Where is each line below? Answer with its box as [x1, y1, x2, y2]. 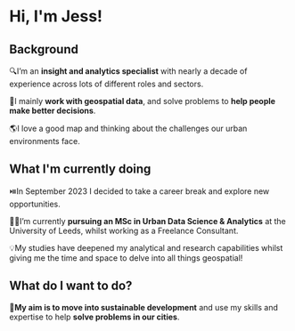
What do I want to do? [9, 279, 133, 294]
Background [9, 42, 78, 57]
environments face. [9, 136, 80, 146]
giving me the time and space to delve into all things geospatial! [9, 252, 243, 263]
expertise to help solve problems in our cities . [9, 311, 180, 322]
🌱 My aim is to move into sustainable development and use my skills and [9, 302, 278, 312]
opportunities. [9, 198, 61, 209]
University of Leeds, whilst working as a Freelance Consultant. [9, 225, 239, 236]
